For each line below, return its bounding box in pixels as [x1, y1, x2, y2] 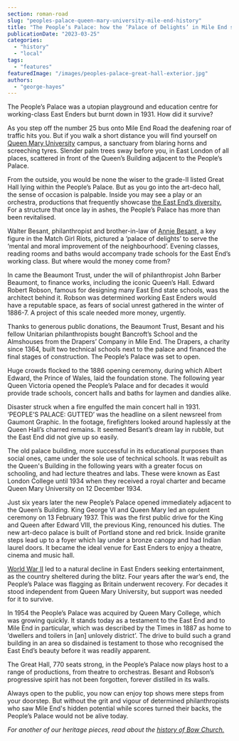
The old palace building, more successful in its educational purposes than [7, 447, 224, 455]
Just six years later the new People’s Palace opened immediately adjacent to [7, 498, 232, 507]
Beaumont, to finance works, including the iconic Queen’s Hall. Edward [7, 278, 215, 287]
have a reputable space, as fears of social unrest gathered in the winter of [7, 301, 224, 310]
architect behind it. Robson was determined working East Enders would [7, 293, 217, 302]
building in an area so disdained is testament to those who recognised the [7, 639, 224, 647]
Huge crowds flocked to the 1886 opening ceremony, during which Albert [7, 367, 223, 375]
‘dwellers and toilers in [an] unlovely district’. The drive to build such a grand [7, 632, 231, 640]
